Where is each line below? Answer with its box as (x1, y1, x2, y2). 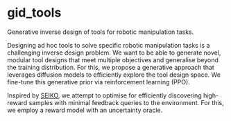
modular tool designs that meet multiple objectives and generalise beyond (7, 55, 219, 64)
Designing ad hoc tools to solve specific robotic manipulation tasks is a (7, 41, 210, 49)
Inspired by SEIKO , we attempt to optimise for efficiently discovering (7, 91, 203, 100)
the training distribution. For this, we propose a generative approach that (7, 63, 215, 71)
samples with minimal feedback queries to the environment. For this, (28, 98, 224, 106)
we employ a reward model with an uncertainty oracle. (7, 106, 163, 114)
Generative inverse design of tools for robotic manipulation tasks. (7, 28, 194, 36)
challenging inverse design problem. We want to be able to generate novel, (7, 48, 221, 57)
